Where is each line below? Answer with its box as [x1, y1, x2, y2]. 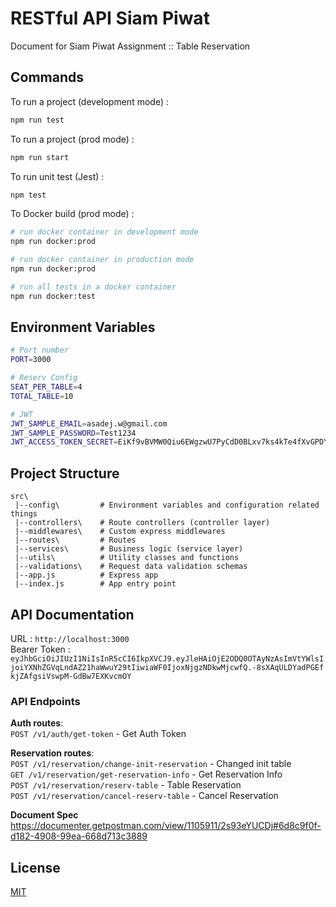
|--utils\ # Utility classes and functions [14, 553, 240, 563]
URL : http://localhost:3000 [10, 632, 130, 644]
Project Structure [10, 465, 120, 482]
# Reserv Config [10, 373, 78, 383]
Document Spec [10, 809, 79, 821]
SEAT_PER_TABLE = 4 [10, 382, 83, 392]
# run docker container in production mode [10, 255, 195, 265]
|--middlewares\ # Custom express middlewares [14, 527, 226, 537]
